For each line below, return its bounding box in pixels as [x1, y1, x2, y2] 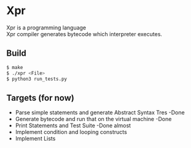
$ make [6, 64, 23, 70]
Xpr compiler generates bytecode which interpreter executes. [6, 30, 163, 37]
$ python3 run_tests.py [6, 76, 68, 82]
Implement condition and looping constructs [15, 128, 127, 136]
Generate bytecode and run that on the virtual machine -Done [15, 116, 172, 123]
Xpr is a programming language [6, 24, 87, 31]
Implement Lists [15, 135, 56, 142]
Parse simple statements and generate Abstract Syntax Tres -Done [15, 109, 185, 116]
